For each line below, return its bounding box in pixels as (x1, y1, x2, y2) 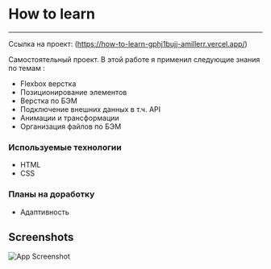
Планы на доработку (8, 188, 95, 200)
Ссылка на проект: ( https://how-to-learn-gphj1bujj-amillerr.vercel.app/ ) (8, 39, 248, 48)
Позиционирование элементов (19, 87, 127, 97)
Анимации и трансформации (19, 113, 119, 122)
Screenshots (8, 230, 74, 244)
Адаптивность (19, 207, 70, 217)
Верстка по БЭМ (19, 96, 78, 106)
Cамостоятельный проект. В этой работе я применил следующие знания (8, 54, 261, 64)
